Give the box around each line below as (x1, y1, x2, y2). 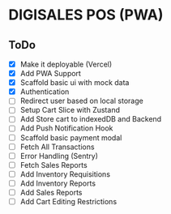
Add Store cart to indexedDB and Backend (19, 114, 162, 124)
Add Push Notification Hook (19, 123, 113, 133)
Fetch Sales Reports (19, 160, 88, 169)
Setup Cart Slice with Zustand (19, 105, 120, 115)
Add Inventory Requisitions (19, 169, 111, 179)
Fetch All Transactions (19, 142, 95, 152)
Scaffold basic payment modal (19, 132, 122, 143)
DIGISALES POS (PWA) (8, 6, 164, 24)
